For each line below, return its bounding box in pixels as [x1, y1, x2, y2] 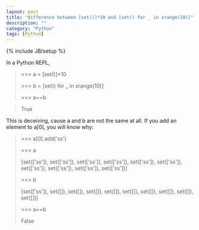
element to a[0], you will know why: [6, 123, 94, 131]
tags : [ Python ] [6, 31, 44, 37]
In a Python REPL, [6, 59, 50, 66]
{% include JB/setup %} [6, 47, 66, 55]
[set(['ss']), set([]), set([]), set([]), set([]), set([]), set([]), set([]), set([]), [20, 188, 194, 195]
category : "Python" [6, 25, 55, 32]
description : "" [6, 20, 47, 26]
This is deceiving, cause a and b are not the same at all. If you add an [6, 117, 177, 125]
